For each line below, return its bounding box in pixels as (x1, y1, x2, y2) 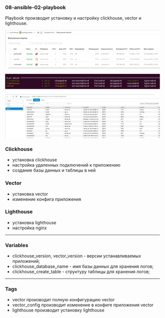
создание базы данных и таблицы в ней (12, 167, 96, 174)
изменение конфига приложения (12, 196, 82, 202)
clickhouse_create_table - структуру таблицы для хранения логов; (12, 269, 150, 275)
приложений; (12, 258, 40, 264)
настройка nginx (12, 225, 47, 231)
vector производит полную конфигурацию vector (12, 297, 115, 303)
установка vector (12, 191, 48, 197)
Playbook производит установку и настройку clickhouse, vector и (5, 15, 141, 21)
